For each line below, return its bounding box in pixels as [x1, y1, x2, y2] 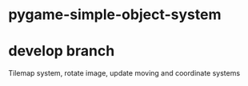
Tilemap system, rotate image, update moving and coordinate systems [8, 68, 241, 78]
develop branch [8, 42, 115, 61]
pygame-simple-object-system [8, 6, 222, 24]
